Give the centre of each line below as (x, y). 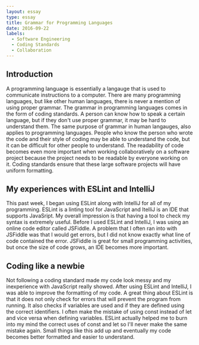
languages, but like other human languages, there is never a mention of (93, 101)
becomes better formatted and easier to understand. (70, 337)
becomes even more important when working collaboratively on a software (98, 151)
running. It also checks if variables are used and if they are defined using (95, 305)
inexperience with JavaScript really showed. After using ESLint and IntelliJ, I (99, 287)
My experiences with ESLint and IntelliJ (80, 189)
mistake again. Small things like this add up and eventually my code (89, 331)
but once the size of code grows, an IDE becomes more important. (88, 247)
